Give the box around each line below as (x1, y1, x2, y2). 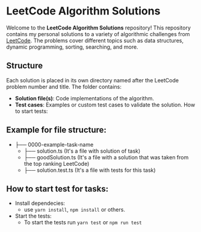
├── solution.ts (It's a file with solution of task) (23, 147, 141, 154)
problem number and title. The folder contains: (6, 83, 122, 90)
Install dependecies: (14, 200, 65, 207)
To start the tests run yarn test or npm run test (23, 219, 143, 226)
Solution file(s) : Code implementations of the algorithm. (14, 94, 155, 102)
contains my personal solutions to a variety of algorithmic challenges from (6, 30, 190, 37)
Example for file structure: (6, 125, 107, 135)
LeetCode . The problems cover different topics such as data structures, (6, 37, 184, 44)
